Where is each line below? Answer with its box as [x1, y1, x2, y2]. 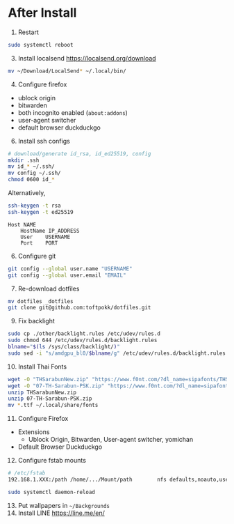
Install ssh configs [17, 137, 70, 145]
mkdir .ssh [8, 157, 40, 164]
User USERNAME [20, 233, 71, 240]
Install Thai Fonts [17, 362, 67, 371]
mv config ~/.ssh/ [8, 169, 61, 177]
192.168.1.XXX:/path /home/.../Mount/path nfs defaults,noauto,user [8, 476, 232, 484]
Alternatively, [8, 189, 46, 197]
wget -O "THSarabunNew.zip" [8, 376, 90, 383]
